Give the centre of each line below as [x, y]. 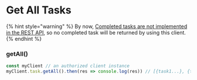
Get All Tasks [39, 10]
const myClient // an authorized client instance [68, 66]
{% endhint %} [24, 39]
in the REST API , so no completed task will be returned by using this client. [96, 32]
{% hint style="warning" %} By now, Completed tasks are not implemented [97, 26]
